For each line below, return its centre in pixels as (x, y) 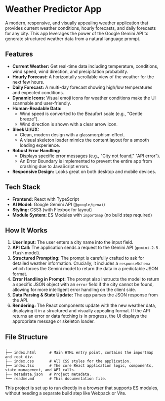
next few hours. (28, 82)
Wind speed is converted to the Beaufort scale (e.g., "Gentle (81, 114)
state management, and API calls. (41, 370)
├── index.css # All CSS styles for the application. (68, 361)
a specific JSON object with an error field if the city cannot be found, (83, 285)
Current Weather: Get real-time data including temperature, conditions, (85, 66)
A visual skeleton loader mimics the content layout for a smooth (84, 140)
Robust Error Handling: (36, 150)
